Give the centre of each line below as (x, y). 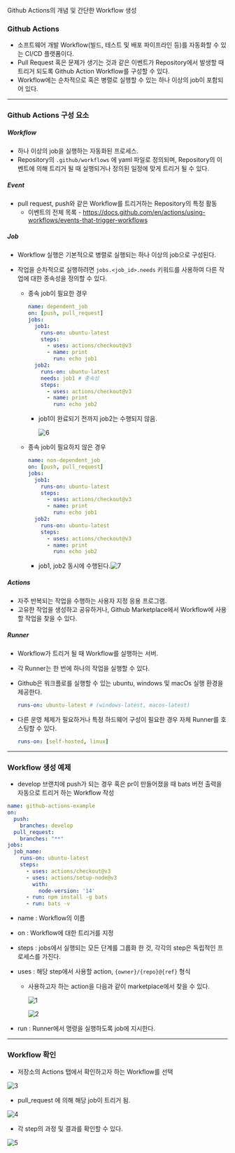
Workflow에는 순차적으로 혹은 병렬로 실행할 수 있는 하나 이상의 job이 (111, 80)
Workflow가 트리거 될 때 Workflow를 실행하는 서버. (88, 653)
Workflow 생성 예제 (39, 767)
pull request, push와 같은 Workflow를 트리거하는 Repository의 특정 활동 (117, 204)
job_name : (28, 852)
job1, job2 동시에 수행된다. (74, 566)
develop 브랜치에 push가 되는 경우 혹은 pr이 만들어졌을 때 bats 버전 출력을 (120, 784)
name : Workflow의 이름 (51, 918)
